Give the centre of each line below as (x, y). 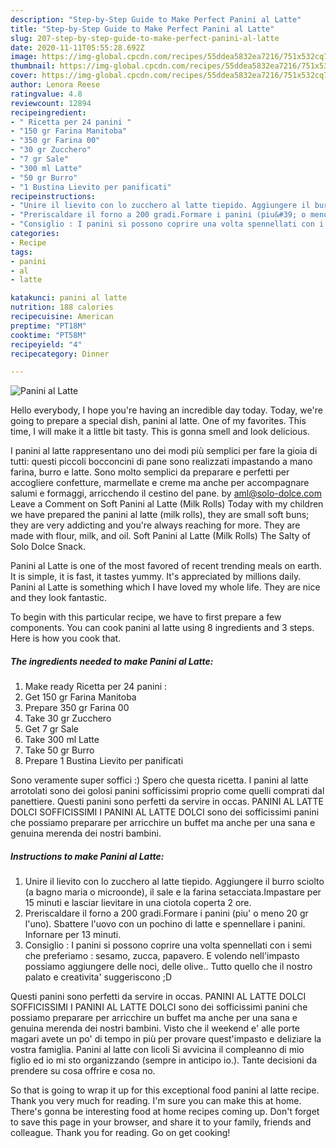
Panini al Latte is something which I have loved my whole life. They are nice (165, 587)
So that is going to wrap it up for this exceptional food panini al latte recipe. (165, 1090)
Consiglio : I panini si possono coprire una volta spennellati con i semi (168, 945)
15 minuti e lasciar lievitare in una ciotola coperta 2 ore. (138, 903)
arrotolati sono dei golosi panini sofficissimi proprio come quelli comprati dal (167, 791)
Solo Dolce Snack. (48, 547)
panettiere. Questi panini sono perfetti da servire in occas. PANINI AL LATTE (167, 802)
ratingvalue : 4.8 (46, 94)
